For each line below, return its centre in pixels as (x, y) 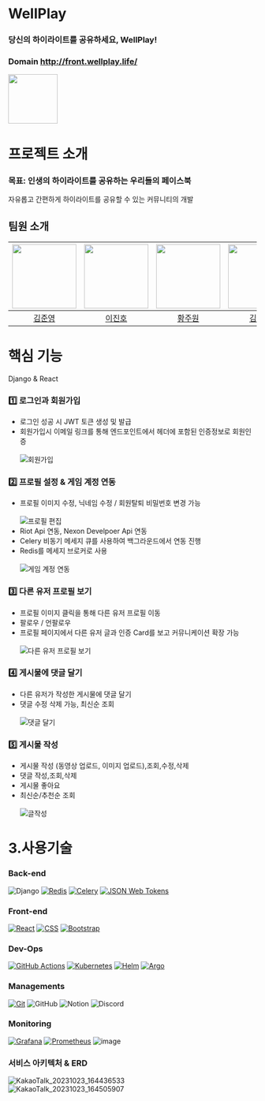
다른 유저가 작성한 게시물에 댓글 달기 (75, 694)
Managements (37, 987)
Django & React (34, 379)
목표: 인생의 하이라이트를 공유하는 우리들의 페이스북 (100, 181)
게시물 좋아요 (40, 786)
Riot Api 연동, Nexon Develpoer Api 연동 (83, 531)
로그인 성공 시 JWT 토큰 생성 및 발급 (75, 421)
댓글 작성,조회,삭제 (48, 776)
